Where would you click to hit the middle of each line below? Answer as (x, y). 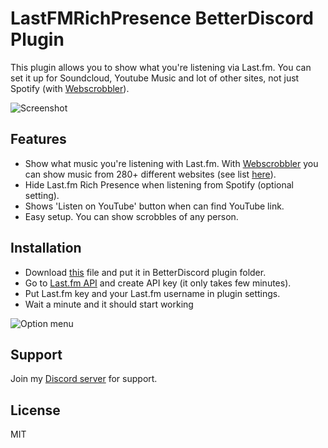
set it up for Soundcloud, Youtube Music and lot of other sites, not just (155, 78)
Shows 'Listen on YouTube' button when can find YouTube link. (154, 206)
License (35, 410)
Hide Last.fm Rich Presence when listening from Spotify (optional (159, 184)
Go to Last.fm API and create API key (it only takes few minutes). (158, 283)
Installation (46, 248)
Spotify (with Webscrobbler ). (70, 88)
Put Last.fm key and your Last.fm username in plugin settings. (152, 293)
